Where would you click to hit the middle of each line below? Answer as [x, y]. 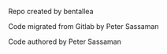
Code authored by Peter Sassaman [65, 41]
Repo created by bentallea [51, 11]
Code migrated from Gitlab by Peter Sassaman [83, 26]
